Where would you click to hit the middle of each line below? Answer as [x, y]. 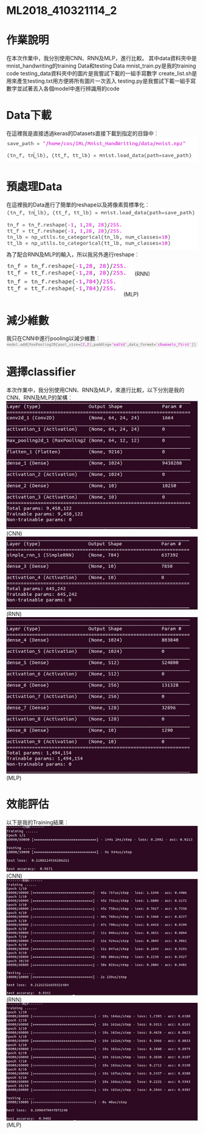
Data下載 [29, 115]
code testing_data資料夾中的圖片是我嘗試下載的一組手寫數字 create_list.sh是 [102, 73]
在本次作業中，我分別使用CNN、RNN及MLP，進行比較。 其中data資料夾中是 [102, 58]
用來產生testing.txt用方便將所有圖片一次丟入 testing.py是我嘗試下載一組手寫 [101, 81]
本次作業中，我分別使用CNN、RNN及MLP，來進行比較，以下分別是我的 [95, 390]
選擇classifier [41, 372]
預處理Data [34, 187]
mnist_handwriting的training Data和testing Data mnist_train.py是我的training [101, 66]
